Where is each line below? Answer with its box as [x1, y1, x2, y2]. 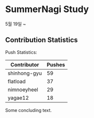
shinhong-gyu [8, 70, 42, 77]
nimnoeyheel [8, 86, 39, 93]
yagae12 [8, 94, 29, 101]
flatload [8, 78, 26, 85]
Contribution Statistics [5, 36, 78, 44]
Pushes [47, 61, 65, 68]
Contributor [10, 61, 39, 68]
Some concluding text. [5, 107, 52, 113]
